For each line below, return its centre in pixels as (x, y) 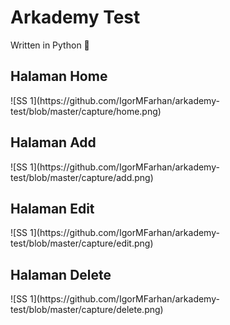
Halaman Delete (61, 274)
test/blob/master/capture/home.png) (86, 111)
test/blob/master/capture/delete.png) (87, 310)
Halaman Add (53, 142)
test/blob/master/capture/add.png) (82, 177)
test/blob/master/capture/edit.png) (82, 243)
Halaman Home (59, 76)
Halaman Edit (52, 208)
